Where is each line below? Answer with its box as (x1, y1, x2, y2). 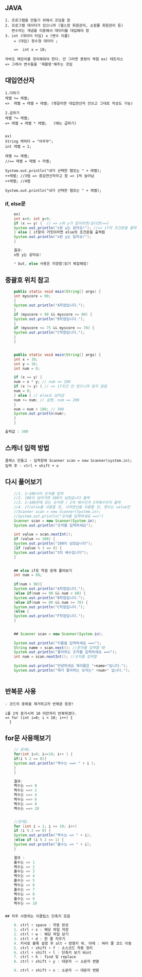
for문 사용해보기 (5, 734, 51, 742)
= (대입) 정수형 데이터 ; (14, 39, 58, 44)
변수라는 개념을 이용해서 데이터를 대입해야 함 (11, 28, 89, 33)
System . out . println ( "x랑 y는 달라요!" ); (14, 234, 91, 239)
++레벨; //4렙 (5, 179, 31, 183)
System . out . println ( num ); (14, 411, 67, 416)
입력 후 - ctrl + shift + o (5, 463, 59, 468)
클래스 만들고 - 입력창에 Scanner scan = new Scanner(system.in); (5, 458, 132, 463)
